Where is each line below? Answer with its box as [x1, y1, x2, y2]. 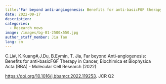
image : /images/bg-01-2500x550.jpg [5, 30, 79, 35]
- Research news [9, 26, 43, 31]
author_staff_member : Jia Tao [5, 35, 68, 40]
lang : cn [5, 40, 23, 44]
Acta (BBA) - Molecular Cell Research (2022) [5, 63, 97, 69]
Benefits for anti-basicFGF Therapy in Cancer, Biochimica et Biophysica [5, 58, 151, 64]
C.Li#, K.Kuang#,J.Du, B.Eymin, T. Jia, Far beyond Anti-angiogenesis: [5, 53, 147, 59]
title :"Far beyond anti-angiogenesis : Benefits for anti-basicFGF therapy [5, 7, 163, 12]
